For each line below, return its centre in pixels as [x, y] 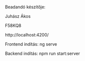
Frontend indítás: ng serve [31, 44]
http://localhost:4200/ [27, 35]
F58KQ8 [13, 25]
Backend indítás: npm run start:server [42, 53]
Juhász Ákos [18, 16]
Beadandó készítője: [25, 7]
